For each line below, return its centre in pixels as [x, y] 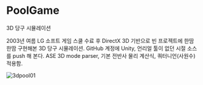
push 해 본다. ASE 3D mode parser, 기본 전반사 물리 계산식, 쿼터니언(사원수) [104, 55]
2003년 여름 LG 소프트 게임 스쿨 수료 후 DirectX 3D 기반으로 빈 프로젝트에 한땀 [100, 40]
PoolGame [33, 11]
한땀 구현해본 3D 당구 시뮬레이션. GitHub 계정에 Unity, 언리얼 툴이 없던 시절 [96, 48]
